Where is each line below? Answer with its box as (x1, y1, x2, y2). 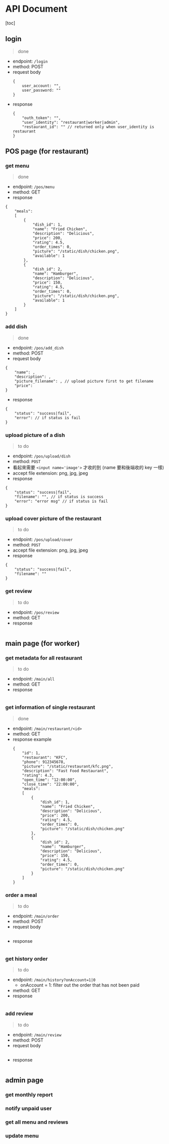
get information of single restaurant (5, 704, 96, 711)
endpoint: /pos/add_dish (12, 344, 64, 350)
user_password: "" (22, 88, 61, 93)
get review (5, 588, 32, 595)
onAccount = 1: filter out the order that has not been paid (20, 982, 140, 988)
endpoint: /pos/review (12, 609, 60, 615)
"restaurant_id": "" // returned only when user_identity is (22, 124, 154, 129)
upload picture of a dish (5, 431, 65, 439)
